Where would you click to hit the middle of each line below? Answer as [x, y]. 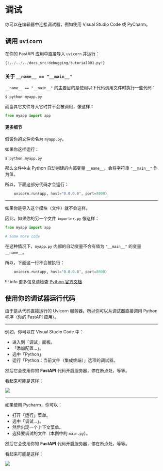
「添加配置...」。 [28, 348]
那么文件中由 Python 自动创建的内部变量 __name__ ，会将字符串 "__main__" [79, 168]
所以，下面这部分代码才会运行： [37, 184]
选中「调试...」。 [28, 421]
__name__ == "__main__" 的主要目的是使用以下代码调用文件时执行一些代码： [81, 87]
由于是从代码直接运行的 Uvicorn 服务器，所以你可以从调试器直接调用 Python [81, 311]
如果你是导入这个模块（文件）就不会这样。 [48, 208]
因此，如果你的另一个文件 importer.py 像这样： [52, 218]
